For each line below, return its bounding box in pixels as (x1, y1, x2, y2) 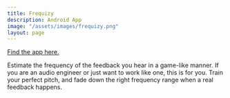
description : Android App (7, 16, 82, 23)
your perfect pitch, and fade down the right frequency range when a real (7, 76, 214, 84)
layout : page (7, 29, 45, 36)
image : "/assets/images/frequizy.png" (7, 23, 119, 29)
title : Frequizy (7, 10, 54, 17)
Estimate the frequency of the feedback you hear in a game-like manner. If (7, 61, 219, 69)
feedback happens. (7, 83, 62, 91)
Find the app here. (7, 48, 60, 56)
